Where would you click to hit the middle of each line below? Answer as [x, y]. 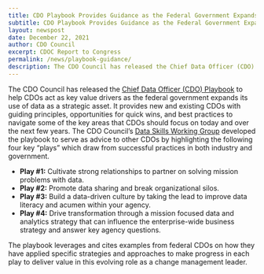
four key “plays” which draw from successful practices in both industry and [130, 147]
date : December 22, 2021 [49, 37]
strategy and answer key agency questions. [90, 230]
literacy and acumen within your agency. [85, 205]
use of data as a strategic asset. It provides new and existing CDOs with [125, 106]
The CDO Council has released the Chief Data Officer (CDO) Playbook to [126, 89]
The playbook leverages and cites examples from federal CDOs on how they [132, 245]
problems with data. [52, 180]
